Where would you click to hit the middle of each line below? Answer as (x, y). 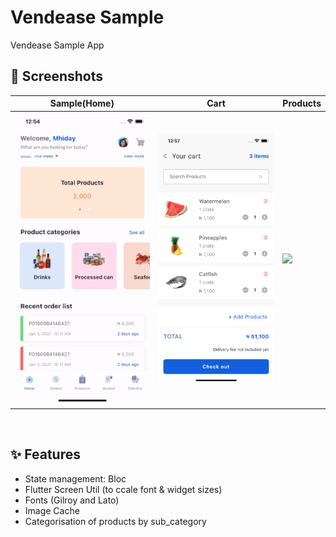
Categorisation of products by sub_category (115, 521)
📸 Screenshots (57, 76)
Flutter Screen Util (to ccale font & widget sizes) (123, 489)
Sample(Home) (82, 103)
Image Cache (52, 510)
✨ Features (45, 454)
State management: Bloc (75, 478)
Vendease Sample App (57, 45)
